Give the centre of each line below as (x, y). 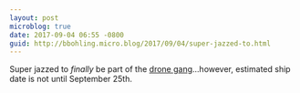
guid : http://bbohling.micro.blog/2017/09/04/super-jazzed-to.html (140, 43)
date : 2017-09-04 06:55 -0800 (67, 35)
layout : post (34, 18)
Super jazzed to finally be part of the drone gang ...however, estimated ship (150, 69)
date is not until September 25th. (71, 79)
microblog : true (40, 26)
